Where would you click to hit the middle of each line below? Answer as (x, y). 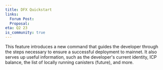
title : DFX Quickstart (28, 10)
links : (12, 14)
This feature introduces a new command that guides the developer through (82, 47)
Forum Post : (22, 19)
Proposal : (20, 23)
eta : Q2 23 (16, 28)
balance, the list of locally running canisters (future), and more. (69, 62)
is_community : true (25, 33)
